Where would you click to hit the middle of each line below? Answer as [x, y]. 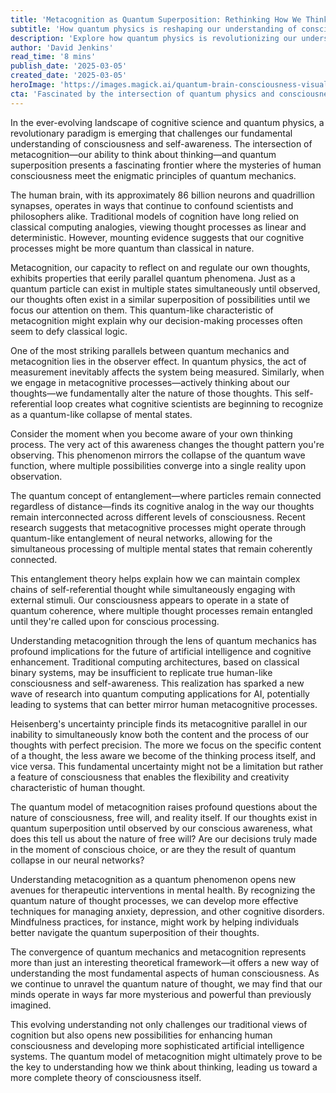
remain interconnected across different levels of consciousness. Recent [158, 517]
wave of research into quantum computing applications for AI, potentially [160, 693]
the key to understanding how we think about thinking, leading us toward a [164, 1067]
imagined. [31, 1005]
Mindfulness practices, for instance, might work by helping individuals [155, 922]
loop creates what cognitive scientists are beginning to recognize [189, 403]
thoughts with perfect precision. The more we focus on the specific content [166, 745]
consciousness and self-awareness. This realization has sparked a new [157, 683]
